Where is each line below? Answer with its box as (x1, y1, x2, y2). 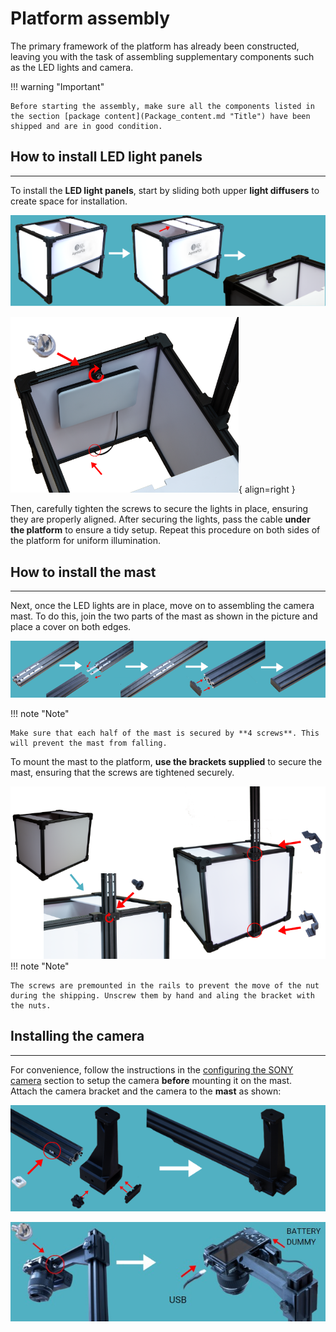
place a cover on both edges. (10, 620, 132, 632)
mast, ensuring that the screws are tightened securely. (10, 766, 235, 778)
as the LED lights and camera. (10, 61, 134, 73)
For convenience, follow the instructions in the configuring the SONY (10, 1063, 294, 1076)
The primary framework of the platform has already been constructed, (10, 40, 300, 52)
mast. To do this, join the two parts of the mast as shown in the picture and (10, 610, 318, 622)
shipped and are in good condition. (10, 121, 163, 131)
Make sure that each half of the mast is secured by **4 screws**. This (10, 728, 320, 738)
